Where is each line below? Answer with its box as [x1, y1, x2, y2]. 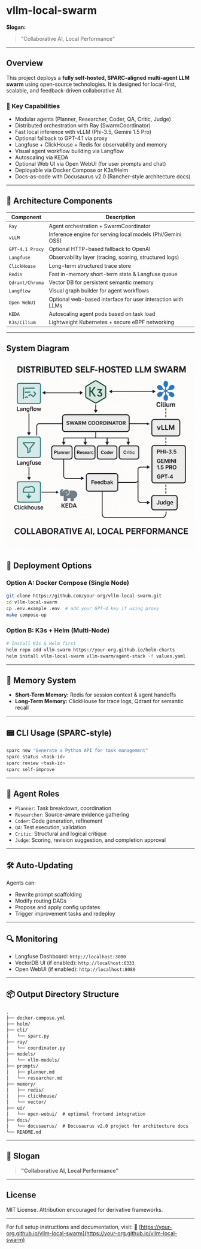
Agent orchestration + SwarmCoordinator [48, 222, 151, 229]
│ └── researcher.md [6, 1075, 63, 1081]
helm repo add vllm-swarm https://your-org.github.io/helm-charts [6, 647, 175, 653]
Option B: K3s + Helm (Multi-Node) [6, 626, 110, 634]
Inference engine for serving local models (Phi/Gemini [48, 231, 182, 238]
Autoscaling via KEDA [14, 154, 69, 161]
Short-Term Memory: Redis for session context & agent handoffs [14, 691, 176, 698]
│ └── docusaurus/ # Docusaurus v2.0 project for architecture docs [6, 1123, 188, 1129]
